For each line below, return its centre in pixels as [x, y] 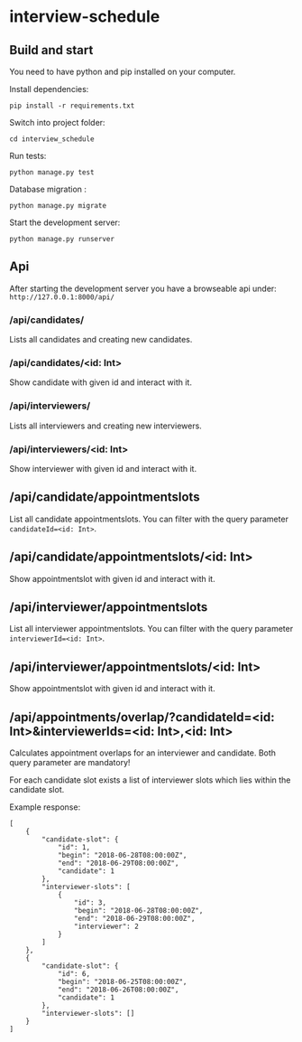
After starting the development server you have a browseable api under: [143, 288]
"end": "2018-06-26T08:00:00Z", [118, 990]
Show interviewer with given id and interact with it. [103, 469]
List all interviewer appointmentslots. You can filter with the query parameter [151, 629]
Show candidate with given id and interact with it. [101, 382]
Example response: [45, 807]
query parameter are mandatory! [70, 763]
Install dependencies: [49, 89]
